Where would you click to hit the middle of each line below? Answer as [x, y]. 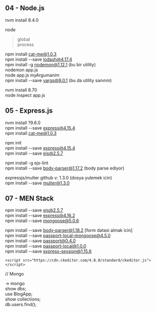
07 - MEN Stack [30, 199]
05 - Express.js [29, 111]
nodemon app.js [22, 70]
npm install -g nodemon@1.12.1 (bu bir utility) [51, 64]
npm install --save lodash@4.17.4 [39, 59]
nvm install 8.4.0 [22, 20]
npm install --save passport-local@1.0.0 [46, 246]
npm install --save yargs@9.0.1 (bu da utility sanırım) [58, 80]
